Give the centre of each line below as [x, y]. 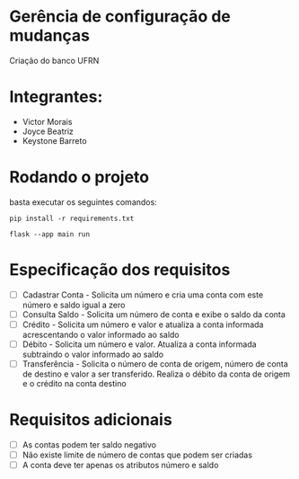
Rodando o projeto [79, 177]
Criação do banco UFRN [54, 60]
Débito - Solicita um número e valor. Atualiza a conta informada [140, 344]
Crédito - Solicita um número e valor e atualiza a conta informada [143, 324]
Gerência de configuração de [120, 17]
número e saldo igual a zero [74, 305]
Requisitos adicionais [91, 420]
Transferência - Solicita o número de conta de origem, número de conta [155, 364]
